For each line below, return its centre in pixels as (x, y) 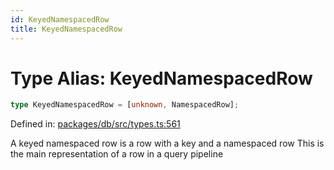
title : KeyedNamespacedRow (66, 29)
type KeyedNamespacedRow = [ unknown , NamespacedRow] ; (125, 105)
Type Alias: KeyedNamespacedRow (161, 78)
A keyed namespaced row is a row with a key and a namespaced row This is (167, 143)
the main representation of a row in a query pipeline (117, 154)
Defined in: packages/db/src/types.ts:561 (95, 124)
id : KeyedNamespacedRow (60, 19)
